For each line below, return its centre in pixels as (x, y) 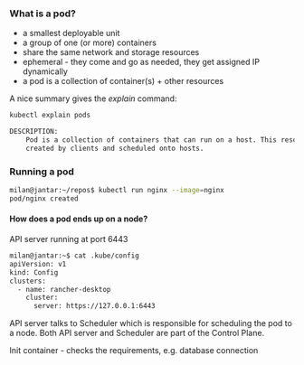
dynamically (45, 71)
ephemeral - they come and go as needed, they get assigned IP (141, 62)
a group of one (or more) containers (89, 42)
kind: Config (34, 272)
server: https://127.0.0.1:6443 (94, 306)
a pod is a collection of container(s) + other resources (123, 81)
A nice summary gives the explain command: (93, 98)
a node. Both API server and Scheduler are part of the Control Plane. (137, 333)
